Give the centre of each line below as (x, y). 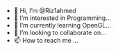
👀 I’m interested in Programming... (62, 18)
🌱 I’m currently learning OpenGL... (62, 25)
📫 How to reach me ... (46, 40)
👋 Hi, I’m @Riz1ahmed (45, 11)
